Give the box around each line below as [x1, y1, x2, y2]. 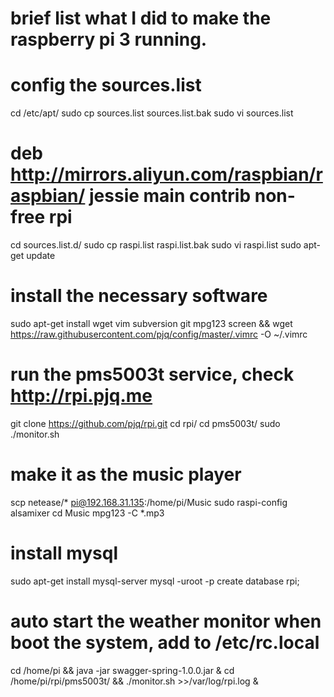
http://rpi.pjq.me [10, 385, 153, 407]
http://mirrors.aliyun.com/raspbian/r [10, 163, 323, 186]
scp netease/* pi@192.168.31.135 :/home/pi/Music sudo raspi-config [10, 496, 288, 508]
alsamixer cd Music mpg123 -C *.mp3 [10, 507, 165, 519]
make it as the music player [10, 463, 242, 486]
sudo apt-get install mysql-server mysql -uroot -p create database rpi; [10, 575, 300, 587]
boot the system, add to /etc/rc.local [10, 632, 320, 654]
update [26, 250, 56, 262]
